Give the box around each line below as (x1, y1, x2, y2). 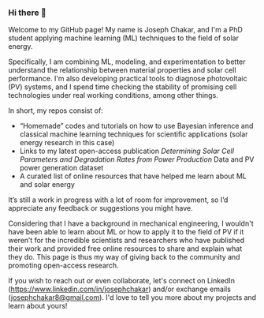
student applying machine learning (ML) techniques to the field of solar (8, 33, 239, 43)
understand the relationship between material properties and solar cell (8, 65, 236, 75)
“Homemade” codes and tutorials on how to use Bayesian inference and (19, 122, 254, 131)
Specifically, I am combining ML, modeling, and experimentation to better (8, 57, 246, 66)
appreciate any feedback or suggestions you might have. (8, 204, 193, 213)
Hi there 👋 (8, 7, 47, 18)
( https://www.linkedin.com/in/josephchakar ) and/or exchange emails (8, 284, 231, 294)
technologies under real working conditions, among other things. (8, 91, 218, 100)
